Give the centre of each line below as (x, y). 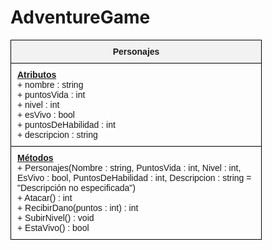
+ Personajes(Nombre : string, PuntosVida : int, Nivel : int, (129, 167)
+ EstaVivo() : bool (53, 227)
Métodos (35, 157)
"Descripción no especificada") (76, 187)
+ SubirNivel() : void (56, 217)
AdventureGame (80, 17)
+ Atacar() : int (45, 197)
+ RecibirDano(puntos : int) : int (78, 207)
